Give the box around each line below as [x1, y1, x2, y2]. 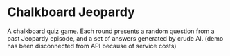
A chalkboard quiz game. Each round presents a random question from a [7, 27, 215, 35]
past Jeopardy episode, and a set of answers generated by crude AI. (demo [7, 34, 224, 42]
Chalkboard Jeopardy [7, 4, 135, 20]
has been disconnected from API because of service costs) [7, 41, 177, 50]
